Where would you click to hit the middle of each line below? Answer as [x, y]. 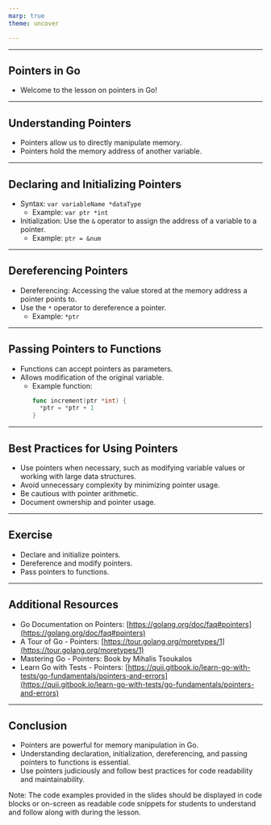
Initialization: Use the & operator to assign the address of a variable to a [138, 221]
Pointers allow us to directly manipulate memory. [101, 143]
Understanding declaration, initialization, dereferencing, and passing [133, 754]
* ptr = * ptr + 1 [67, 408]
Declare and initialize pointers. [70, 554]
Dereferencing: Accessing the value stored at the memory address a [133, 290]
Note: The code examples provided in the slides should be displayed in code [135, 795]
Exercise [31, 535]
